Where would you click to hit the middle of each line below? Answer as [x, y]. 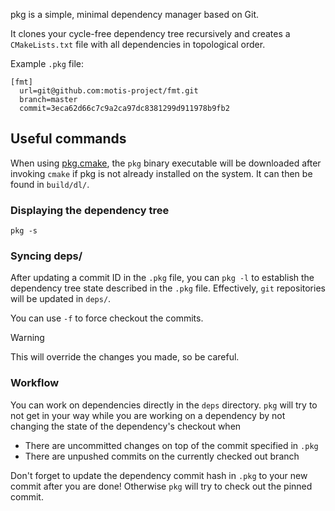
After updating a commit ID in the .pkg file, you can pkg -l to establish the [162, 278]
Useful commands [68, 139]
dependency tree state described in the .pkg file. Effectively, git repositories [168, 288]
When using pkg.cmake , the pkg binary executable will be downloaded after [166, 163]
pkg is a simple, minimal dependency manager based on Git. [135, 14]
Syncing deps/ [46, 256]
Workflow [35, 383]
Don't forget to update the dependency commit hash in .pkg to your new [159, 475]
